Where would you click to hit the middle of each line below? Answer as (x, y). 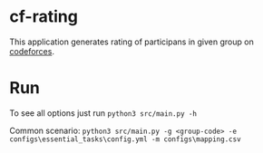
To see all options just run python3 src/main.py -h (103, 113)
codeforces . (32, 51)
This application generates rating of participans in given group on (131, 42)
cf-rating (44, 17)
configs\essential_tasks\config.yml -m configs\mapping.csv (126, 139)
